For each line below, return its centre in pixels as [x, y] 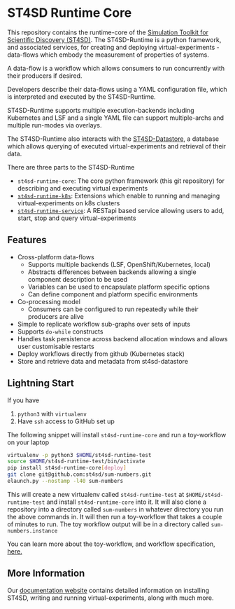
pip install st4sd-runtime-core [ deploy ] [67, 468]
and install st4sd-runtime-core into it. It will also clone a [126, 502]
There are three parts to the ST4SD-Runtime [71, 167]
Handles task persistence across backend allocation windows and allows [122, 338]
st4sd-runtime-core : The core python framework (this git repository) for [121, 181]
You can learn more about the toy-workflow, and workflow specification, [111, 544]
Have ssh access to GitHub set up [66, 421]
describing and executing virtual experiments [83, 188]
